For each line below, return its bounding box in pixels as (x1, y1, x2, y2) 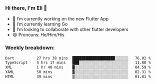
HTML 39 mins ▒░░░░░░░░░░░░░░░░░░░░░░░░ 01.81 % (5, 74, 151, 79)
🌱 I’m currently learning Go (12, 21, 68, 27)
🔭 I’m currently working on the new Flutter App (12, 16, 109, 22)
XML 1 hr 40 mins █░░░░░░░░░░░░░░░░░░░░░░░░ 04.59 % (5, 65, 151, 70)
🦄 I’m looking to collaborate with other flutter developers (12, 26, 128, 32)
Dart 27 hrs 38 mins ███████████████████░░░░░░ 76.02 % (5, 55, 151, 60)
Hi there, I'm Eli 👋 (5, 4, 47, 11)
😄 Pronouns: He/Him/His (12, 32, 65, 38)
